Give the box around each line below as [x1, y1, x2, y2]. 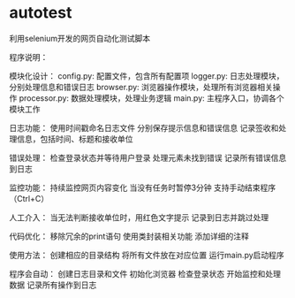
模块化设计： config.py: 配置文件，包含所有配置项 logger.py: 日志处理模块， [9, 70, 284, 81]
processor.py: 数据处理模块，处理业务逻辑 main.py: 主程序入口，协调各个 [19, 92, 284, 103]
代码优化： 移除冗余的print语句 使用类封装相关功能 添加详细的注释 [9, 231, 250, 241]
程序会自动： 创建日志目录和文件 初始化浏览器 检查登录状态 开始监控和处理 [9, 268, 281, 279]
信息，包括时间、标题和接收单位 [16, 134, 133, 144]
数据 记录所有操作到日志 [9, 279, 97, 290]
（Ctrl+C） [9, 193, 49, 203]
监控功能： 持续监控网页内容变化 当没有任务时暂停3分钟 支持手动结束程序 [9, 182, 276, 193]
